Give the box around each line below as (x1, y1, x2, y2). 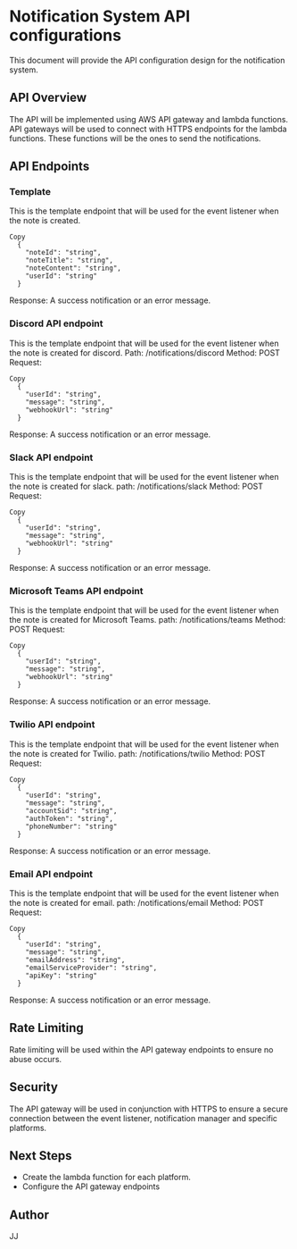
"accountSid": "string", (25, 806, 118, 815)
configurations (9, 25, 122, 46)
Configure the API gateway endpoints (21, 1181, 161, 1192)
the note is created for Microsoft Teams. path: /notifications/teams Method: (9, 615, 286, 625)
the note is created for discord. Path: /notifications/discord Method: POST (9, 347, 281, 358)
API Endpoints (9, 159, 90, 174)
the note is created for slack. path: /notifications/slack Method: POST (9, 481, 264, 492)
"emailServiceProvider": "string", (25, 963, 158, 972)
